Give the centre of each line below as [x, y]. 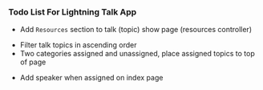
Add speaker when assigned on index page [91, 78]
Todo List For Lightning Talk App [73, 12]
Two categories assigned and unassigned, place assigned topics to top [137, 54]
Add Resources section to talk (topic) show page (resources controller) [136, 30]
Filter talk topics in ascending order [78, 45]
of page [33, 62]
